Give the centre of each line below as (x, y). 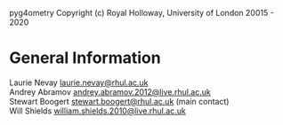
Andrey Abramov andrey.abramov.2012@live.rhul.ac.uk (110, 91)
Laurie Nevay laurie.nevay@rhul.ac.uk (79, 82)
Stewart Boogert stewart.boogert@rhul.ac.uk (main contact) (119, 101)
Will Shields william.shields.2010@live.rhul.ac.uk (98, 111)
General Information (85, 58)
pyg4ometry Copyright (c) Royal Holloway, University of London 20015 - (141, 13)
